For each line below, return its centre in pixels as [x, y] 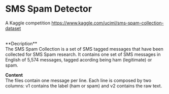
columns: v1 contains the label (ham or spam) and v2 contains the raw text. [84, 86]
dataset [13, 28]
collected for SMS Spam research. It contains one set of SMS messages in [83, 54]
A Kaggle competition [28, 23]
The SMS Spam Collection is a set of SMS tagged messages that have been [84, 49]
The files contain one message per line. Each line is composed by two [78, 80]
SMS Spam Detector [49, 9]
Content [14, 75]
